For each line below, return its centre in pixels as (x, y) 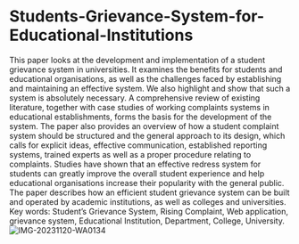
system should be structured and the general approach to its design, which (147, 135)
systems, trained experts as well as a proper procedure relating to (130, 154)
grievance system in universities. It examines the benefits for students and (146, 69)
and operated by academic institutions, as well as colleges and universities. (148, 201)
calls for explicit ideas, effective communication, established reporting (138, 145)
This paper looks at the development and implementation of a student (137, 60)
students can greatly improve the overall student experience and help (137, 173)
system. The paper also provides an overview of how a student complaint (144, 126)
